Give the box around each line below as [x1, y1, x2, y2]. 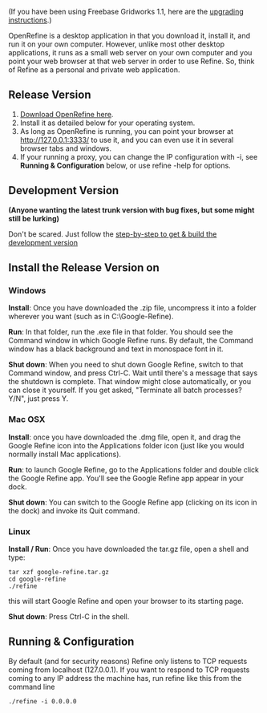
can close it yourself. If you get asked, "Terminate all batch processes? [8, 385, 242, 395]
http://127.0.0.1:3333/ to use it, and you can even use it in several [19, 135, 234, 144]
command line [8, 682, 55, 691]
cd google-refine [8, 575, 67, 583]
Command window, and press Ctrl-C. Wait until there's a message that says [8, 368, 258, 378]
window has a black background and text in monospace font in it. [8, 344, 224, 354]
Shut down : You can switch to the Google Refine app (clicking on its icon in [8, 497, 257, 507]
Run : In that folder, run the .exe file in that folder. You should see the [8, 327, 234, 337]
